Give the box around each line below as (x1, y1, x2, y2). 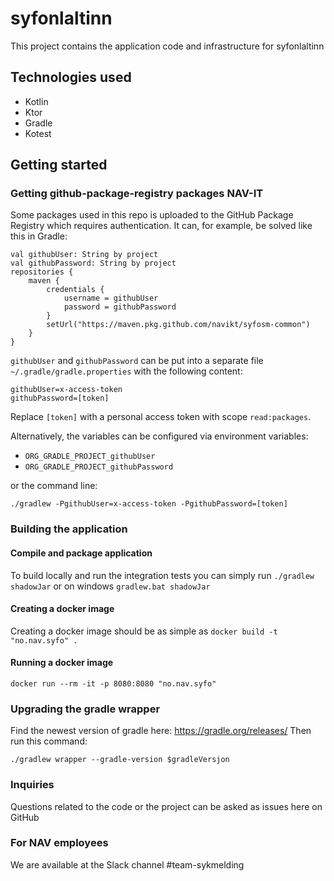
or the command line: (10, 480, 98, 492)
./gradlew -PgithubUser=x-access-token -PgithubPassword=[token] (10, 499, 288, 509)
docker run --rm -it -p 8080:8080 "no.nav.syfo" (10, 678, 217, 689)
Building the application (10, 522, 128, 536)
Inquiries (10, 778, 55, 792)
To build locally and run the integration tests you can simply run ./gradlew (10, 569, 315, 581)
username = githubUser (63, 293, 159, 304)
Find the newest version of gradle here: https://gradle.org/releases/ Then (10, 725, 312, 737)
